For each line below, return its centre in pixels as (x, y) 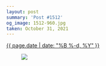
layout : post (23, 12)
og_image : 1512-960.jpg (36, 23)
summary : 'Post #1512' (35, 17)
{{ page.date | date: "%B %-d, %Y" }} (53, 46)
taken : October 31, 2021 (37, 28)
